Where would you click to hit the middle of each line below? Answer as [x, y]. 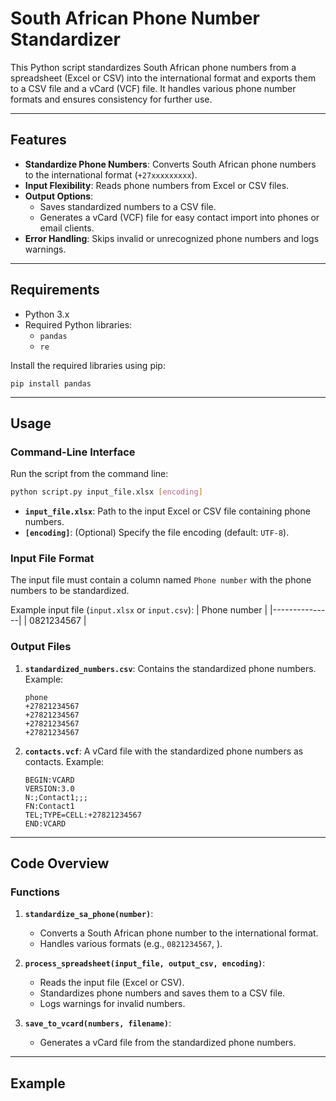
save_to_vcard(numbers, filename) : [98, 1023]
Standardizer [65, 39]
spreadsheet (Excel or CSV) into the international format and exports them [163, 78]
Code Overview [60, 863]
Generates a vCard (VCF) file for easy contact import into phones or [179, 217]
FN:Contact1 [49, 806]
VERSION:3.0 [49, 788]
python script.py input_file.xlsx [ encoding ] [106, 492]
